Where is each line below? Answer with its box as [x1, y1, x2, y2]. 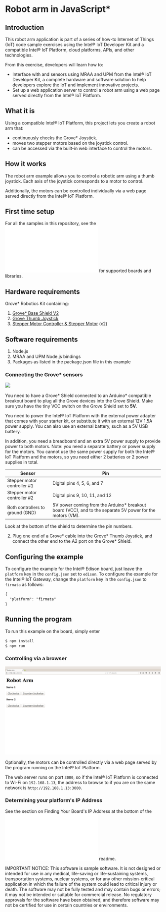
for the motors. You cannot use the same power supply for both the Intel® [5, 449, 155, 455]
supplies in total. [5, 459, 39, 465]
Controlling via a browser [5, 655, 67, 662]
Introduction [5, 23, 44, 32]
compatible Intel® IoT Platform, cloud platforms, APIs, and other [5, 47, 134, 53]
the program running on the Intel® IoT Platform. [5, 764, 101, 770]
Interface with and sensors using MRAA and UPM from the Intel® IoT [12, 71, 152, 77]
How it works [5, 160, 46, 168]
